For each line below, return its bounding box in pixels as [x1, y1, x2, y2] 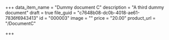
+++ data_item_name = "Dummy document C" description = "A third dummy [5, 5, 164, 10]
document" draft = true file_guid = [5, 10, 76, 16]
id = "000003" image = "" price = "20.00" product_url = [39, 15, 156, 21]
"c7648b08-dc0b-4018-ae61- [77, 10, 140, 16]
